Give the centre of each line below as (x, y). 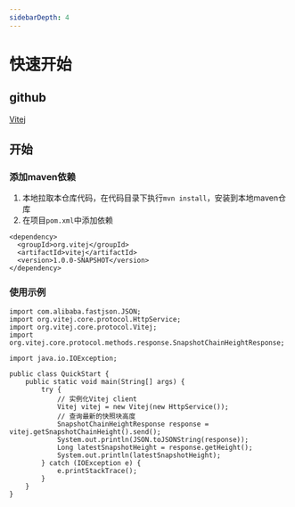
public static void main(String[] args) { (105, 381)
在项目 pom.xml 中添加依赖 (67, 220)
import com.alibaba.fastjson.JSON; (75, 311)
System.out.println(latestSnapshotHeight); (139, 455)
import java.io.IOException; (63, 358)
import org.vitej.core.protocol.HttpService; (95, 319)
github (28, 98)
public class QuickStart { (59, 374)
